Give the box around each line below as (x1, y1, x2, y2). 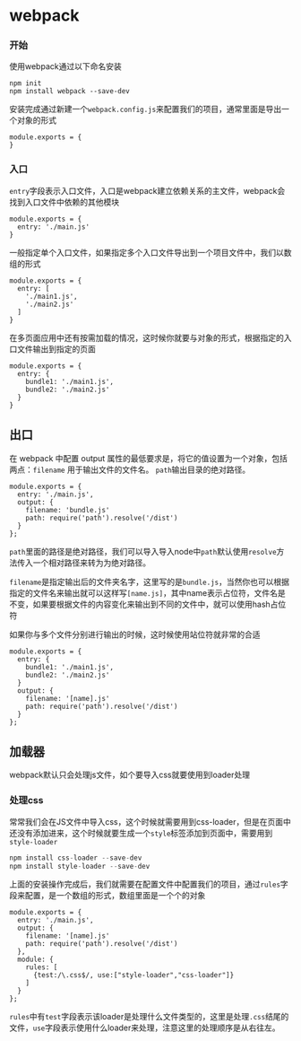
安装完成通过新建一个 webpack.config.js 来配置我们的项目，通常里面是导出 (9, 104, 282, 115)
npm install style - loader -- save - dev (9, 862, 150, 870)
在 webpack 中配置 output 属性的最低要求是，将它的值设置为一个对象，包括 (9, 452, 288, 463)
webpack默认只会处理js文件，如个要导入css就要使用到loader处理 (9, 769, 251, 781)
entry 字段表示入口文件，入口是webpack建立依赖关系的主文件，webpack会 (9, 185, 286, 196)
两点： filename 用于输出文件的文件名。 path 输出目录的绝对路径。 (9, 464, 251, 475)
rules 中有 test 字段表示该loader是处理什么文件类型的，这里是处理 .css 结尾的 (9, 1011, 289, 1022)
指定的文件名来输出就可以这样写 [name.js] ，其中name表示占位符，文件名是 (9, 587, 286, 598)
